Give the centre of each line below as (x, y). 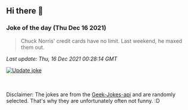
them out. (32, 47)
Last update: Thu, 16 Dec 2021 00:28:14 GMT (62, 59)
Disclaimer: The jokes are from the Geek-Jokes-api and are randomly (91, 94)
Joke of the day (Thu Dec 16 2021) (56, 28)
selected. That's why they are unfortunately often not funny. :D (83, 100)
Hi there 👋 (25, 11)
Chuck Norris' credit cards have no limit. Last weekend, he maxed (101, 41)
